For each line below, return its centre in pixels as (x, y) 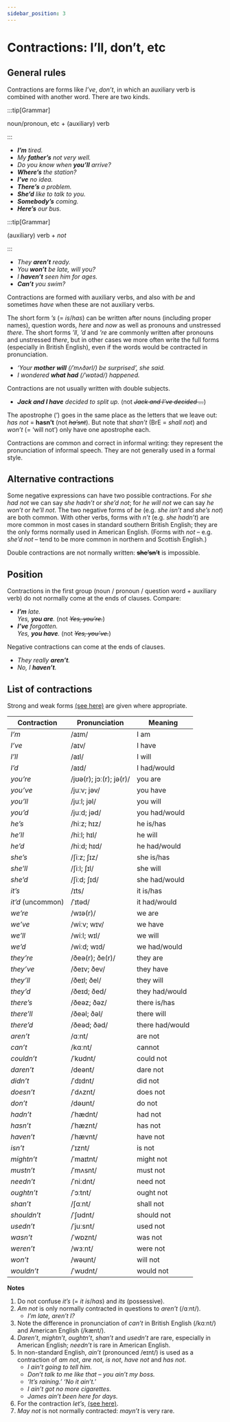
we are (148, 914)
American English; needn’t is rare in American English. (94, 1345)
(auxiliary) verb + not (37, 235)
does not (151, 1092)
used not (151, 1227)
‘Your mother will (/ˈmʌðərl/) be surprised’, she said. (91, 367)
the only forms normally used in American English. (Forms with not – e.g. (110, 532)
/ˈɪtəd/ (81, 902)
